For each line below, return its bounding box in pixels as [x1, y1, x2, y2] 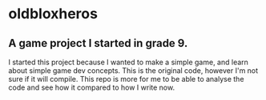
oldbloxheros [8, 5, 99, 23]
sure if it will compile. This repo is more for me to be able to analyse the [8, 75, 244, 83]
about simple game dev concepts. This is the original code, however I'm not [8, 66, 259, 75]
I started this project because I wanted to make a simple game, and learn [8, 57, 248, 67]
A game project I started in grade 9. [8, 37, 188, 50]
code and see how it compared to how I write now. [8, 83, 175, 92]
